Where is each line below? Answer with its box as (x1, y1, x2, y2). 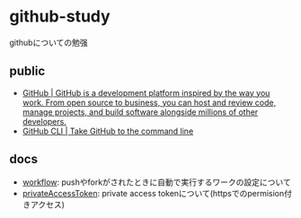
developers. (22, 116, 67, 126)
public (9, 64, 46, 79)
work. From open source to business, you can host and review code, (22, 97, 277, 108)
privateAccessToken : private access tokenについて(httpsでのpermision (22, 187, 285, 198)
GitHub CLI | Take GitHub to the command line (22, 126, 194, 136)
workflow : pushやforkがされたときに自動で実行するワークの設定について (22, 177, 292, 187)
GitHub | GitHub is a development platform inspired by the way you (22, 87, 270, 98)
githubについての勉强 (9, 37, 88, 48)
